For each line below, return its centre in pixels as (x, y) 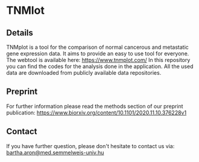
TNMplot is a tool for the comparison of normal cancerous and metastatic (97, 47)
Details (20, 33)
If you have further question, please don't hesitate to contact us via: (90, 146)
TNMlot (26, 11)
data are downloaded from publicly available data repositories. (84, 73)
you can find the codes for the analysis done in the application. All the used (100, 66)
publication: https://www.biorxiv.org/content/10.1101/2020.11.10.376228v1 (96, 113)
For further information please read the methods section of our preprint (95, 106)
